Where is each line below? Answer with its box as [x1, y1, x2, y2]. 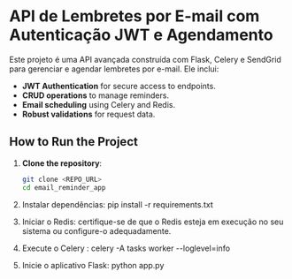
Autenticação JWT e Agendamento [9, 25, 273, 45]
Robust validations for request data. [21, 109, 156, 119]
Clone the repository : [21, 157, 103, 169]
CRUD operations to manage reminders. [21, 90, 170, 101]
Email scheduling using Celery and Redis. [21, 99, 175, 109]
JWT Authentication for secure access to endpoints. [21, 80, 217, 91]
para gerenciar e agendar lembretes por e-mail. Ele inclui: [9, 64, 219, 74]
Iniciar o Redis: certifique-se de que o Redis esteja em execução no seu [21, 216, 284, 227]
